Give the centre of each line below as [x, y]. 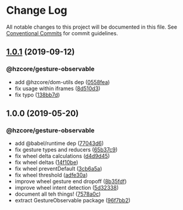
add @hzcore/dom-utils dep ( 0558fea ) [62, 82]
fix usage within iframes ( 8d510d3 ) [58, 88]
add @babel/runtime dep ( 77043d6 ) [59, 143]
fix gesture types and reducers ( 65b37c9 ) [66, 150]
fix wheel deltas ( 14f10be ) [46, 162]
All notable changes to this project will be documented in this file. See [92, 27]
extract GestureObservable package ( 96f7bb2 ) [73, 200]
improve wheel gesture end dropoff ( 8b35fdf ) [71, 181]
